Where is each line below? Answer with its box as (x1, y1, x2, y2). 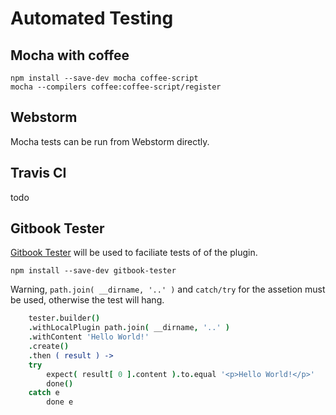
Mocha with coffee (10, 47, 130, 64)
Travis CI (10, 165, 67, 182)
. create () (28, 342, 70, 352)
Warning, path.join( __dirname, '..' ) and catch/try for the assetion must (10, 283, 326, 296)
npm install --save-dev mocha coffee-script (10, 73, 199, 83)
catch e (28, 388, 60, 398)
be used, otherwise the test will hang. (10, 294, 165, 306)
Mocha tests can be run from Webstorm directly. (10, 135, 210, 147)
